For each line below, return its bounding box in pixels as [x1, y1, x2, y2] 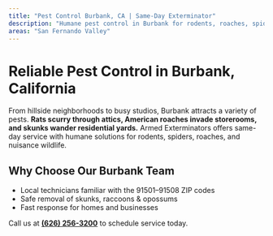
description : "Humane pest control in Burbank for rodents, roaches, [8, 19, 249, 28]
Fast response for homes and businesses [19, 203, 158, 212]
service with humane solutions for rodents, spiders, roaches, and [23, 131, 240, 142]
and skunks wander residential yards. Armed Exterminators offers [8, 123, 233, 133]
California [8, 79, 76, 97]
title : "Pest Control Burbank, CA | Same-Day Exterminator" [8, 11, 217, 20]
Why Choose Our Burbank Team [8, 164, 175, 178]
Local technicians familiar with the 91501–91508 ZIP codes [19, 186, 215, 195]
